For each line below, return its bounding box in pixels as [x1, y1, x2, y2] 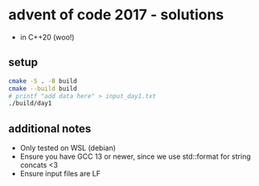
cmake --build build [8, 85, 78, 93]
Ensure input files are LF [19, 169, 101, 179]
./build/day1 [8, 99, 52, 108]
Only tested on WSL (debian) [19, 143, 117, 153]
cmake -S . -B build [8, 76, 78, 85]
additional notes [8, 122, 92, 135]
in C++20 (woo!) [19, 32, 75, 42]
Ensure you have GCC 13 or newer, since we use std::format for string [19, 151, 251, 162]
